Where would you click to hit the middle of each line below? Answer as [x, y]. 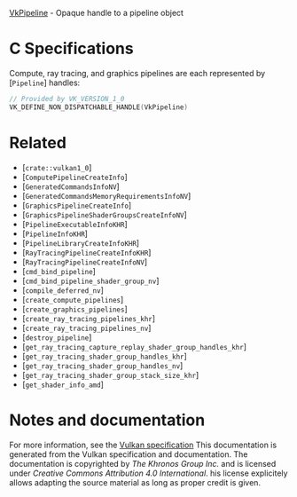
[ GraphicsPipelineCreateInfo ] [77, 205]
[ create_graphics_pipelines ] [74, 309]
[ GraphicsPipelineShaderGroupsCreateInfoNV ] [105, 214]
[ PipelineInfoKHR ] [55, 233]
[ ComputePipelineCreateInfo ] [74, 177]
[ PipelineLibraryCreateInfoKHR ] [81, 242]
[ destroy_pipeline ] [57, 337]
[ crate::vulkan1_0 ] [57, 167]
